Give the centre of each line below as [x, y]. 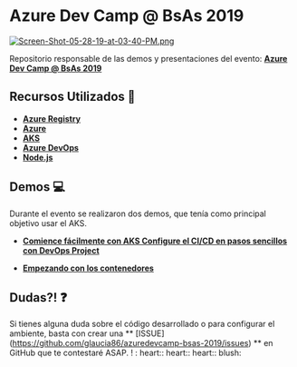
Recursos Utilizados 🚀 [72, 97]
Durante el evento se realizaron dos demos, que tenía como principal [138, 213]
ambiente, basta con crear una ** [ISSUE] [87, 333]
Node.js [38, 157]
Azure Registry [52, 118]
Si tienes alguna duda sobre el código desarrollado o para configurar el [142, 324]
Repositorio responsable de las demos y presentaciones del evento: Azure [148, 58]
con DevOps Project [61, 250]
